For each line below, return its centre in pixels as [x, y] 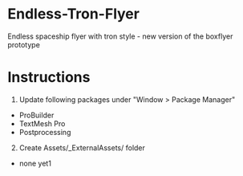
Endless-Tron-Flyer [73, 14]
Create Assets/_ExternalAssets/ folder [82, 147]
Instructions [49, 78]
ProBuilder [36, 115]
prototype [24, 44]
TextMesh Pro [42, 123]
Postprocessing [45, 132]
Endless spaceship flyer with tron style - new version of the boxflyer [120, 36]
